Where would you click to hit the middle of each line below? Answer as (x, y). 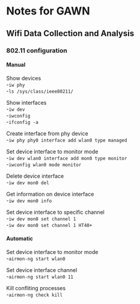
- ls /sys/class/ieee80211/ (40, 91)
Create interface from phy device (47, 133)
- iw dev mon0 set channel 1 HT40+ (49, 225)
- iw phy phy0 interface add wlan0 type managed (67, 140)
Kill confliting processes (36, 288)
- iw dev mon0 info (29, 200)
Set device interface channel (42, 270)
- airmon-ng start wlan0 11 (40, 276)
